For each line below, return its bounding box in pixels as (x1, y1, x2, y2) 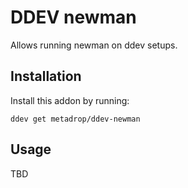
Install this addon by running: (10, 94, 130, 106)
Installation (10, 68, 82, 85)
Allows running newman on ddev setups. (10, 39, 178, 51)
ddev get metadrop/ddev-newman (10, 114, 141, 124)
